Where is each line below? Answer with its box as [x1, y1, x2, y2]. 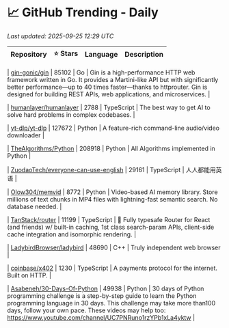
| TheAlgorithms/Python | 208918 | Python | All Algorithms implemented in [7, 144, 215, 152]
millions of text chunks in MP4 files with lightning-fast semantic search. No [7, 195, 218, 203]
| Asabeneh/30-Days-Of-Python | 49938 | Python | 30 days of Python [7, 284, 204, 292]
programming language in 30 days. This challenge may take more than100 [7, 299, 216, 307]
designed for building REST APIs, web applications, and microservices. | [7, 90, 211, 98]
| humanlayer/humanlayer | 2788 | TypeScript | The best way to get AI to [7, 103, 211, 111]
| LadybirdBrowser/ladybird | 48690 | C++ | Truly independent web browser [7, 243, 221, 251]
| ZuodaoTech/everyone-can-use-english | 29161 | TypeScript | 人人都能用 [7, 165, 217, 174]
